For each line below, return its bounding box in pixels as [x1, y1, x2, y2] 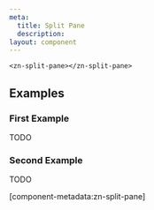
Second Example [9, 154, 83, 166]
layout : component [9, 37, 77, 47]
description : [17, 29, 65, 38]
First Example [9, 112, 70, 124]
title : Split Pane [17, 21, 86, 30]
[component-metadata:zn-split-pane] [9, 191, 146, 202]
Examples [9, 86, 65, 101]
